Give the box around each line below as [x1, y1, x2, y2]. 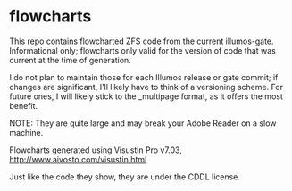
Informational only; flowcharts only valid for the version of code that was [9, 45, 277, 55]
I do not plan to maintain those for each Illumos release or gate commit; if [9, 71, 279, 82]
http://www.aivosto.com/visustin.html [9, 154, 147, 164]
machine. [9, 127, 44, 137]
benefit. [9, 100, 38, 111]
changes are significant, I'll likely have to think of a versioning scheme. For [9, 81, 284, 92]
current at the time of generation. [9, 54, 131, 65]
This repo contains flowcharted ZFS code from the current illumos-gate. [9, 36, 274, 46]
